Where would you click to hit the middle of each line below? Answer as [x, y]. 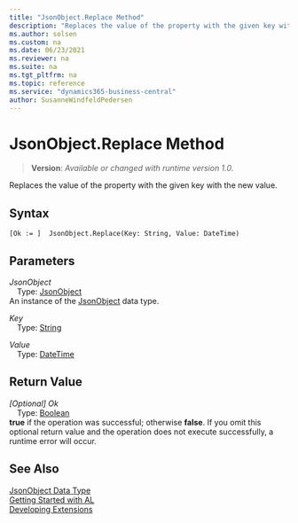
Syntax [29, 213]
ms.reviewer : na [39, 59]
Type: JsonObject [50, 291]
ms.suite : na [33, 67]
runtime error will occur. [53, 441]
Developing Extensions [51, 509]
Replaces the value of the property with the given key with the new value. [143, 185]
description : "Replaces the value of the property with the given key [142, 26]
